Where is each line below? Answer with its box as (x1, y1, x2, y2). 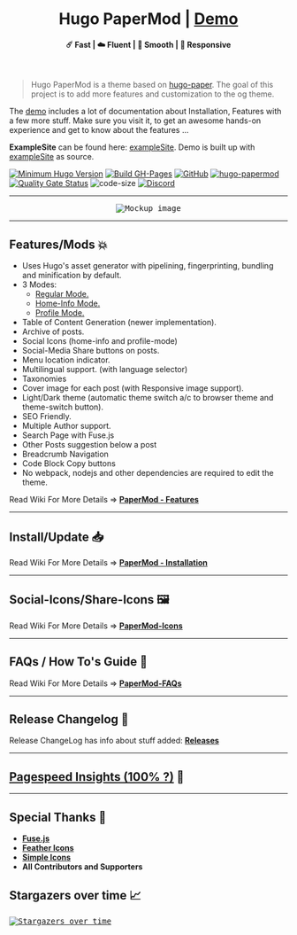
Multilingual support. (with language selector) (21, 364, 188, 375)
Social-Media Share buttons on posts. (21, 346, 160, 356)
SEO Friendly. (21, 411, 72, 422)
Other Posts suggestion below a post (21, 440, 157, 450)
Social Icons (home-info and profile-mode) (21, 336, 179, 347)
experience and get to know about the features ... (9, 125, 189, 136)
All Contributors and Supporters (21, 861, 143, 872)
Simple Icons (21, 852, 72, 863)
